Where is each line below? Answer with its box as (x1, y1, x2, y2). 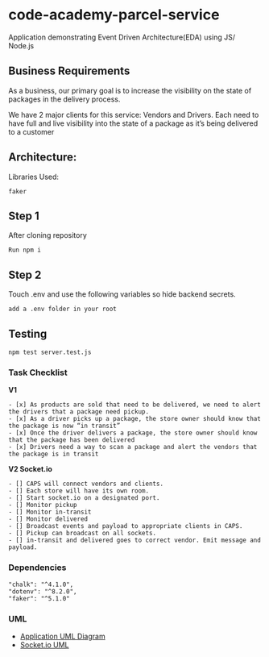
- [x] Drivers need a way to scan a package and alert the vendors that (8, 443, 258, 451)
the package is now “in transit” (8, 422, 121, 430)
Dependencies (8, 562, 67, 573)
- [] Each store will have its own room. (8, 487, 150, 495)
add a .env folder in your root (8, 305, 117, 314)
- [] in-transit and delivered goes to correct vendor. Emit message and (8, 536, 262, 545)
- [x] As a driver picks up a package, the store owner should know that (8, 415, 262, 423)
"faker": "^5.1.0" (8, 594, 70, 602)
